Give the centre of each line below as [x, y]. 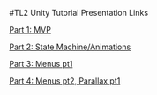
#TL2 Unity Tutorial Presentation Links [78, 13]
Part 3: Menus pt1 [41, 64]
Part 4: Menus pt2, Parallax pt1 [65, 81]
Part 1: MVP [30, 29]
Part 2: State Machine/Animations [70, 47]
